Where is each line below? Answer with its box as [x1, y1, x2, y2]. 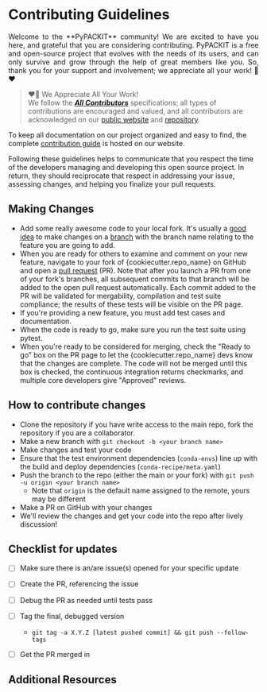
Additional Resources [8, 673, 117, 686]
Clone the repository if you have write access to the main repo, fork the [19, 419, 253, 429]
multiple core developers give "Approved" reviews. [19, 375, 187, 385]
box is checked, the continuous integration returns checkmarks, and [19, 367, 244, 377]
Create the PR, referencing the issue [19, 579, 139, 589]
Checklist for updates [8, 542, 118, 555]
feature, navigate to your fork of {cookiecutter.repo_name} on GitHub [19, 257, 246, 267]
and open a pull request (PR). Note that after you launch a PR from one [19, 265, 252, 275]
